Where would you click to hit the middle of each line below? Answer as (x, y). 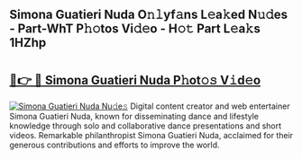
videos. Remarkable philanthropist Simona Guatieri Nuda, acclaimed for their (151, 135)
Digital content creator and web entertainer (210, 106)
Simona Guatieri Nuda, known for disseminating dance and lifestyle (134, 116)
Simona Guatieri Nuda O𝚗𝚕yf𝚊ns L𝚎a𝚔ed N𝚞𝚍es (149, 15)
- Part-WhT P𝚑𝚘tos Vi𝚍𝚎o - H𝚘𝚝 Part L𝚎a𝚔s (135, 29)
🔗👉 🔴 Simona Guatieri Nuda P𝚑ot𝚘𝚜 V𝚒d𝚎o (135, 80)
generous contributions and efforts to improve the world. (114, 145)
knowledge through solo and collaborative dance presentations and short (146, 126)
